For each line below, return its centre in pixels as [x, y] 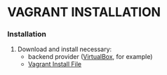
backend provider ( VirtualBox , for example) [90, 57]
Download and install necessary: [65, 49]
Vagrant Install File [55, 64]
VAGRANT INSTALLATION [84, 12]
